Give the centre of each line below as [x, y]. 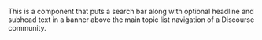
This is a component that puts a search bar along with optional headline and [131, 11]
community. [27, 28]
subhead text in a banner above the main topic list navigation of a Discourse [131, 20]
